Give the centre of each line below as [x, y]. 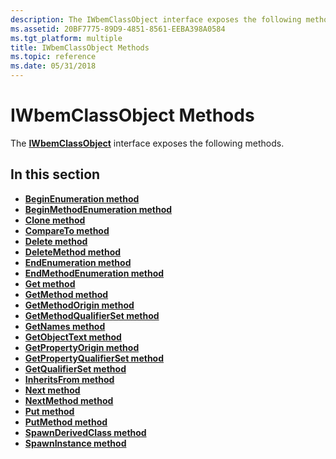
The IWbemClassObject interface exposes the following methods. [147, 143]
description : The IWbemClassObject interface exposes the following [156, 19]
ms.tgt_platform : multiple [66, 38]
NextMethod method [69, 400]
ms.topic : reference [53, 57]
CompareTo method [67, 230]
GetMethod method [66, 294]
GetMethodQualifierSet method [92, 315]
